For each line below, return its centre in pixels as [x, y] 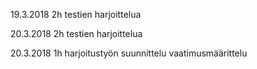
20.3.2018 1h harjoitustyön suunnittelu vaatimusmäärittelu [129, 53]
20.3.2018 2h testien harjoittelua [76, 33]
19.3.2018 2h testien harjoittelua [76, 14]
